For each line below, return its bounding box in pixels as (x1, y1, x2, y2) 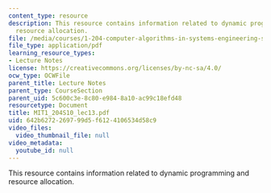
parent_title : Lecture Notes (8, 79, 106, 87)
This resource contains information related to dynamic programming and (8, 168, 250, 178)
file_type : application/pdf (8, 42, 103, 50)
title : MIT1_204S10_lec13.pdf (8, 109, 110, 117)
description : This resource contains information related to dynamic (8, 19, 248, 27)
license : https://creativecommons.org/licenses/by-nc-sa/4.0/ (8, 64, 222, 72)
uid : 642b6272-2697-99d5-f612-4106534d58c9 (8, 117, 157, 125)
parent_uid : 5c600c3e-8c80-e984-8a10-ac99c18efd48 (8, 94, 182, 102)
